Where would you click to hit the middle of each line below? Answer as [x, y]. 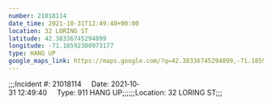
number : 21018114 [38, 16]
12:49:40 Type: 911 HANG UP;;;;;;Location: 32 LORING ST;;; [120, 92]
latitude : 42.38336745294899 [57, 38]
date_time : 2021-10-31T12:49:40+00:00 [74, 23]
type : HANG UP [32, 53]
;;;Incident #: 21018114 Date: [59, 84]
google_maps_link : [39, 61]
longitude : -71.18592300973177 [61, 46]
